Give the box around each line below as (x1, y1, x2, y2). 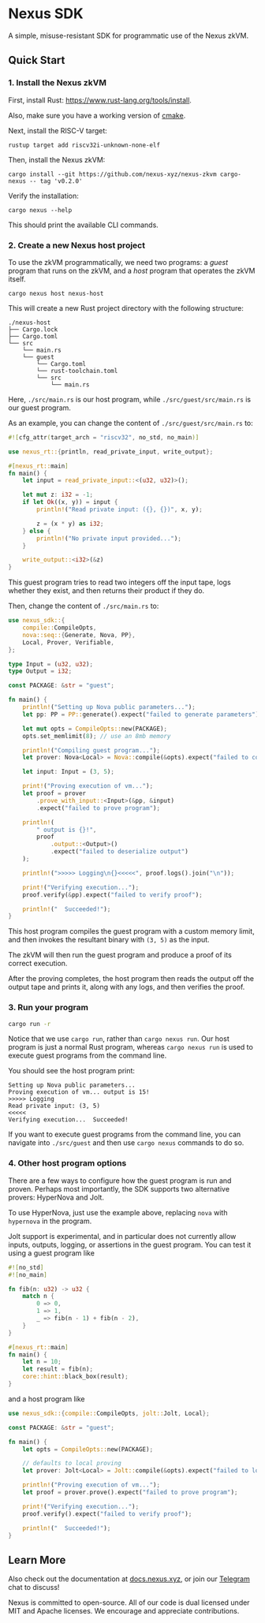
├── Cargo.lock (8, 325, 58, 334)
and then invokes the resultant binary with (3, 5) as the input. (8, 935, 211, 945)
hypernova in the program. (8, 1216, 92, 1226)
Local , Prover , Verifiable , (22, 638, 114, 647)
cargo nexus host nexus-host (8, 289, 104, 297)
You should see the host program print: (8, 1066, 136, 1076)
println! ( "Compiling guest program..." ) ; (22, 746, 160, 754)
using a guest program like (8, 1248, 95, 1258)
